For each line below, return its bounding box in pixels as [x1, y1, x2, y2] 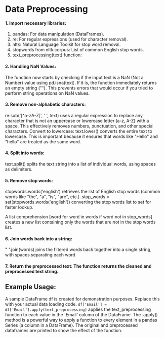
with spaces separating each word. [5, 252, 77, 258]
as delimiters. [5, 167, 33, 172]
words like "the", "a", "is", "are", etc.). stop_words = [5, 194, 110, 200]
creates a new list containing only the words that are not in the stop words [5, 219, 156, 225]
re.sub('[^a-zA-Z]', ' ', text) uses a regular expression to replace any [5, 112, 143, 118]
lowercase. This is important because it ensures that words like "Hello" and [5, 133, 158, 139]
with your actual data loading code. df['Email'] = [5, 301, 107, 307]
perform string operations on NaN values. [5, 90, 90, 96]
